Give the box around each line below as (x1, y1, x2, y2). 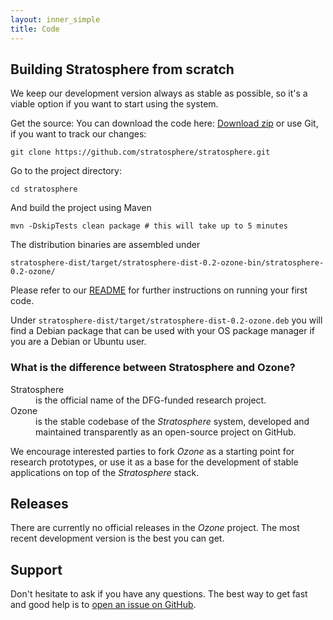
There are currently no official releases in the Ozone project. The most (10, 522, 300, 534)
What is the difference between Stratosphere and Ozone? (10, 361, 296, 375)
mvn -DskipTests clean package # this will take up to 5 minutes (10, 221, 288, 231)
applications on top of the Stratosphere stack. (10, 466, 200, 478)
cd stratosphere (10, 184, 78, 195)
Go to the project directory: (10, 165, 122, 177)
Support (10, 561, 63, 578)
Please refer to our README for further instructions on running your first (10, 284, 308, 296)
